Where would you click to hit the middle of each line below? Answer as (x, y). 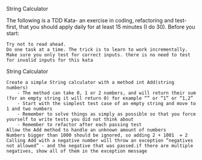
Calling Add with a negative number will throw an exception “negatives (100, 141)
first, (12, 27)
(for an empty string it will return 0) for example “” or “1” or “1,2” (100, 98)
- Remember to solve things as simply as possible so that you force (107, 114)
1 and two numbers (29, 109)
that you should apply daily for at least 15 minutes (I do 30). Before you (107, 27)
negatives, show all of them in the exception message (77, 151)
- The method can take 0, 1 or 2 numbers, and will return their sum (107, 93)
